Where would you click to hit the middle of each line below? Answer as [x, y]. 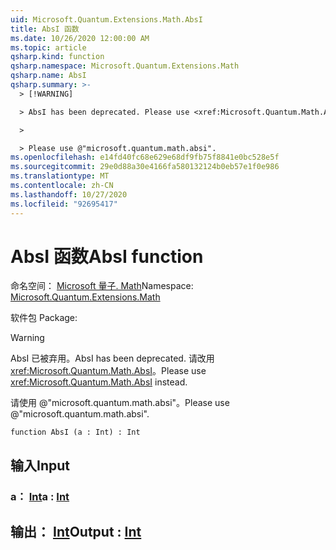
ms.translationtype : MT [60, 176]
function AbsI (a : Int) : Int [75, 432]
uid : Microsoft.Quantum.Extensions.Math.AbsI [106, 19]
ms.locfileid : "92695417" [64, 204]
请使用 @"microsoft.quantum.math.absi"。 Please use [120, 403]
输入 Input [40, 465]
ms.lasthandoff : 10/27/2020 [69, 194]
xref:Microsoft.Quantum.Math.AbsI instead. [99, 382]
